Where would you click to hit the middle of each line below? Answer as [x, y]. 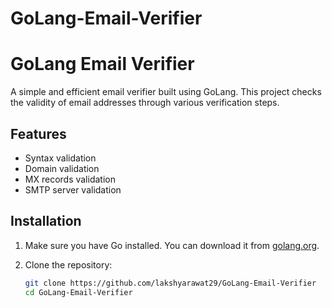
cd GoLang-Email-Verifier [78, 292]
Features [38, 133]
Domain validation [62, 168]
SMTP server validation [73, 189]
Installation [46, 221]
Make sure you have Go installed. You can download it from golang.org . [172, 245]
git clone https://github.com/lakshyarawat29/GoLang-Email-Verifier [170, 283]
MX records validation [70, 179]
